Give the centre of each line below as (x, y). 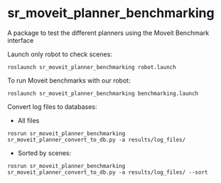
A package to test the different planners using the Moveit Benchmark (108, 33)
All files (28, 120)
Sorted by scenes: (44, 153)
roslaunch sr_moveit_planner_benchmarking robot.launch (92, 67)
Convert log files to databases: (52, 106)
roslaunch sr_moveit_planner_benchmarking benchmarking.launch (103, 93)
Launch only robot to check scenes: (60, 54)
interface (21, 40)
